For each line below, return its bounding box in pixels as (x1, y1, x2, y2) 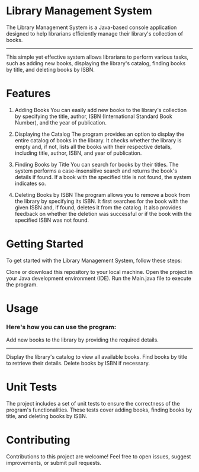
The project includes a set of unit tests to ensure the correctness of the (6, 400, 180, 407)
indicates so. (14, 180, 46, 187)
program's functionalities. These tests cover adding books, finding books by (6, 406, 192, 413)
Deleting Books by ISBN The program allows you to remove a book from (14, 191, 191, 198)
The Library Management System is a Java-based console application (6, 24, 177, 31)
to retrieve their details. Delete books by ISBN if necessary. (6, 360, 150, 367)
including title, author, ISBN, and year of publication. (14, 149, 142, 157)
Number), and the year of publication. (14, 119, 107, 126)
